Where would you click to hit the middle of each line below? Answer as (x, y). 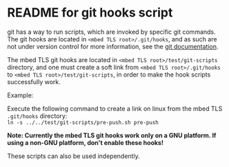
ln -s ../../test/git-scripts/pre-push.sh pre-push (83, 122)
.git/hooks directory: (37, 116)
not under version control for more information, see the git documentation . (113, 46)
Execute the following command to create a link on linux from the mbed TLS (115, 108)
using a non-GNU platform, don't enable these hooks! (86, 142)
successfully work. (34, 81)
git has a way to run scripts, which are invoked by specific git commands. (111, 32)
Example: (20, 95)
